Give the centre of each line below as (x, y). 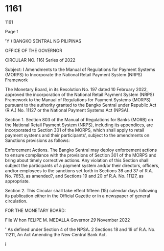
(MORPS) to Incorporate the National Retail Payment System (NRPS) (74, 74)
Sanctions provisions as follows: (37, 140)
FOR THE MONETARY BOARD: (35, 210)
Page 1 (12, 31)
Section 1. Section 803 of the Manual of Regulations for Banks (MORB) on (79, 119)
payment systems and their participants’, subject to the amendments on (77, 135)
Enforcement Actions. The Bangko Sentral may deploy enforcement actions (81, 150)
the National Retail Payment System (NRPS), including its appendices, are (79, 125)
